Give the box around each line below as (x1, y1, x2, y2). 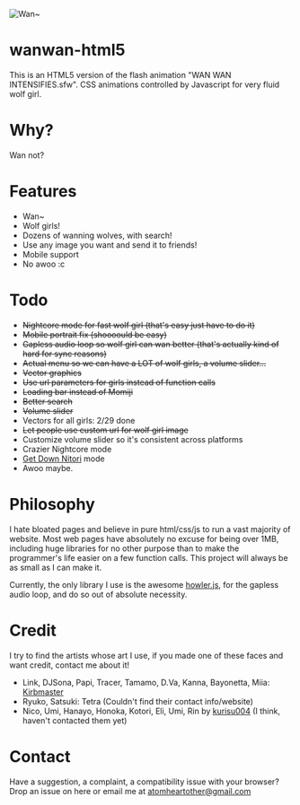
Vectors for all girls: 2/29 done (22, 415, 136, 425)
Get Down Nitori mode (22, 453, 105, 464)
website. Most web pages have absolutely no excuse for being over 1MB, (9, 533, 279, 544)
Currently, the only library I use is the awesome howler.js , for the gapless (9, 579, 279, 590)
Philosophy (9, 494, 96, 514)
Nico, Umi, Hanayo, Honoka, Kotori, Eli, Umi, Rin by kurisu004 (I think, (22, 705, 281, 716)
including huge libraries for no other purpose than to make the (9, 543, 240, 554)
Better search (22, 396, 74, 407)
